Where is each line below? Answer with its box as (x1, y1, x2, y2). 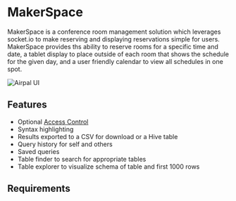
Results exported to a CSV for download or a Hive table (17, 132, 178, 141)
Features (7, 99, 47, 111)
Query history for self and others (17, 140, 113, 148)
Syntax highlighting (17, 124, 74, 134)
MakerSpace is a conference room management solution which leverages (7, 27, 221, 36)
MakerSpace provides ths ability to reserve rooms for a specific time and (7, 42, 218, 51)
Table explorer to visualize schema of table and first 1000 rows (17, 162, 200, 171)
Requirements (7, 183, 70, 195)
